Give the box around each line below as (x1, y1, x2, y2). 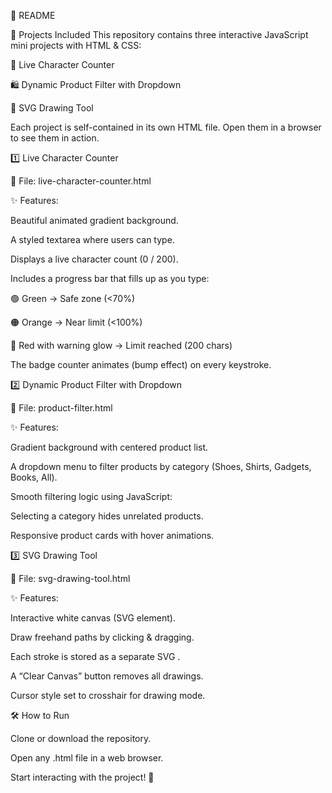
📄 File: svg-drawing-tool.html (10, 573, 131, 584)
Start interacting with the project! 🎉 (10, 771, 155, 783)
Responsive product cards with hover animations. (10, 530, 215, 541)
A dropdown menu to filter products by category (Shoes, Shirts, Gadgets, (10, 461, 312, 472)
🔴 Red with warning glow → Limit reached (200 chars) (10, 340, 233, 351)
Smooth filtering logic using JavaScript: (10, 491, 173, 502)
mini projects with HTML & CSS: (10, 40, 142, 51)
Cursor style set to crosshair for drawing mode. (10, 690, 206, 701)
